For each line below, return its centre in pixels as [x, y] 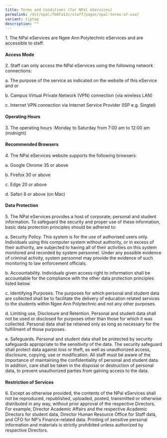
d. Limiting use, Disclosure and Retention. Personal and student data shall [81, 313]
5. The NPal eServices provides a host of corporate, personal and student [81, 217]
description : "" [22, 24]
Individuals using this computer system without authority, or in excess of [80, 242]
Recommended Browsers [32, 145]
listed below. [18, 284]
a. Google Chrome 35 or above [37, 165]
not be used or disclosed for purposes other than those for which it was [79, 319]
